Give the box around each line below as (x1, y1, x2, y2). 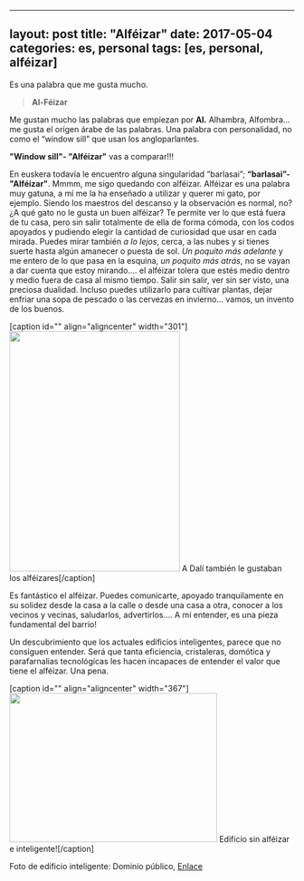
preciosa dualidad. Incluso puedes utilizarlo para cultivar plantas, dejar (9, 284, 273, 295)
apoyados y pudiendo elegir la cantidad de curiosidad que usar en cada (9, 226, 278, 237)
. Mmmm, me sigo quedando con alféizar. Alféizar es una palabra (47, 178, 290, 189)
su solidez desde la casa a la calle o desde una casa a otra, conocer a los (9, 599, 283, 610)
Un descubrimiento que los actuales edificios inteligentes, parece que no (9, 636, 282, 647)
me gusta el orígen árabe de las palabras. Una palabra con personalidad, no (9, 123, 292, 134)
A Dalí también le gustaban (181, 563, 282, 574)
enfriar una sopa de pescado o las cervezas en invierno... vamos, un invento (9, 294, 294, 305)
